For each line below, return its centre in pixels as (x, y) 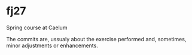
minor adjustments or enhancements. (52, 45)
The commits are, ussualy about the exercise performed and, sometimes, (96, 39)
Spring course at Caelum (37, 27)
